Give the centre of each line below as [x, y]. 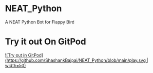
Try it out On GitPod [46, 42]
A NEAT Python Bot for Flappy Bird [40, 22]
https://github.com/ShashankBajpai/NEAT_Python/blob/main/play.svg [76, 60]
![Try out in [16, 55]
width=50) [15, 65]
